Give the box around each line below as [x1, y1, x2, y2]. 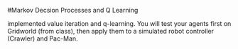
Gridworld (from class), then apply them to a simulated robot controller [7, 27, 215, 35]
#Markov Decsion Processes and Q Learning [7, 6, 139, 14]
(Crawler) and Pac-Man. [7, 34, 78, 43]
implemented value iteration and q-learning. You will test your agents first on [7, 20, 232, 27]
